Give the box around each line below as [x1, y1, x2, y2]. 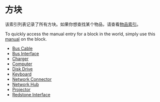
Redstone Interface [12, 91, 51, 97]
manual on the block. [5, 36, 47, 42]
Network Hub [12, 81, 39, 87]
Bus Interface [12, 50, 39, 56]
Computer [12, 61, 32, 67]
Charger [12, 56, 29, 61]
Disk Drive [12, 66, 33, 72]
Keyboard [12, 71, 32, 77]
